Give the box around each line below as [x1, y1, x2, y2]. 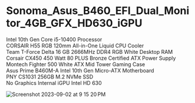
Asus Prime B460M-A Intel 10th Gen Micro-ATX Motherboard [6, 67, 154, 74]
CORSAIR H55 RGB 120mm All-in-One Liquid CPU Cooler [6, 42, 144, 49]
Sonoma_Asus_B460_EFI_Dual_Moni [6, 4, 190, 18]
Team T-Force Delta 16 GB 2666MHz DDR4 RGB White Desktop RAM [6, 48, 173, 55]
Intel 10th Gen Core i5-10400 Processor [6, 36, 103, 43]
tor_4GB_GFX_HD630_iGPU [6, 16, 143, 30]
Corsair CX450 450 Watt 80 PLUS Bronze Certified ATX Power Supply [6, 54, 176, 61]
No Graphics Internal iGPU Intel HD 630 [6, 79, 102, 86]
